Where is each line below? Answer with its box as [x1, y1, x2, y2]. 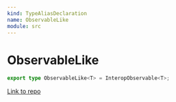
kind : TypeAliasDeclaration [7, 10, 88, 17]
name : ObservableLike [7, 16, 69, 23]
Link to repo [7, 87, 41, 96]
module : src [7, 23, 41, 29]
